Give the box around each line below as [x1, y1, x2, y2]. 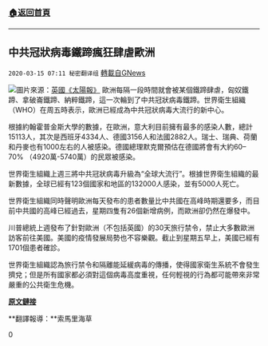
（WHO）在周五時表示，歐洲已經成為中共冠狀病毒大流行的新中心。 [8, 105, 229, 115]
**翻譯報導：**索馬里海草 [8, 314, 93, 324]
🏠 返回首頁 [8, 6, 51, 18]
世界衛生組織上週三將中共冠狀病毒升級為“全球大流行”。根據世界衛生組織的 [8, 169, 253, 179]
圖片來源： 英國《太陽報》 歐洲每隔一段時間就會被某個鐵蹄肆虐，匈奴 [16, 86, 242, 95]
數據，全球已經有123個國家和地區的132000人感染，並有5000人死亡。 [14, 179, 244, 189]
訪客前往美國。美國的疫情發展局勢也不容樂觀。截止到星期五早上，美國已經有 [8, 233, 260, 243]
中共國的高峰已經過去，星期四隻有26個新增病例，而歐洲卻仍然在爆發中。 [14, 206, 255, 216]
